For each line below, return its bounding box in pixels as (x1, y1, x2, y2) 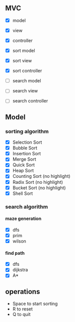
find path (5, 250, 25, 256)
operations (5, 287, 40, 296)
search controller (12, 98, 48, 104)
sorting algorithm (5, 128, 49, 135)
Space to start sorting (12, 301, 58, 307)
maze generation (5, 216, 42, 222)
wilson (12, 238, 27, 244)
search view (12, 88, 38, 94)
